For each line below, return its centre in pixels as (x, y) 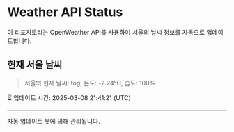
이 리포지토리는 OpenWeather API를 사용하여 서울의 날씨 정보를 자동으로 (106, 32)
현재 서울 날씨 (35, 65)
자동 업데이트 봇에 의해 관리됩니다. (54, 121)
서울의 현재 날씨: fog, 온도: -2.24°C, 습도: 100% (90, 83)
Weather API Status (65, 12)
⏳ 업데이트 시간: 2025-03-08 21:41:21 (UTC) (69, 97)
